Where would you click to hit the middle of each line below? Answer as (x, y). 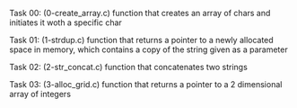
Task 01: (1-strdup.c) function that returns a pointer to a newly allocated (141, 40)
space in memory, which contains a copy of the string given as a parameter (149, 49)
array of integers (40, 94)
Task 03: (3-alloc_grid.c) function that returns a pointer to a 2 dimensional (146, 84)
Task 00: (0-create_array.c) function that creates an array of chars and (140, 13)
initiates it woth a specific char (66, 22)
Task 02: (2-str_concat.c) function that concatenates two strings (129, 67)
